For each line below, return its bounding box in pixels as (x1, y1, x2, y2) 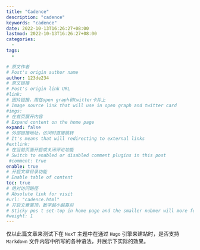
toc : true (6, 180, 31, 186)
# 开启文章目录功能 (6, 169, 48, 175)
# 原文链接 (6, 80, 30, 86)
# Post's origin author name (6, 69, 79, 75)
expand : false (6, 124, 42, 131)
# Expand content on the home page (6, 119, 95, 125)
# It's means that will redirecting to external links (6, 136, 145, 142)
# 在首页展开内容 (6, 114, 43, 120)
